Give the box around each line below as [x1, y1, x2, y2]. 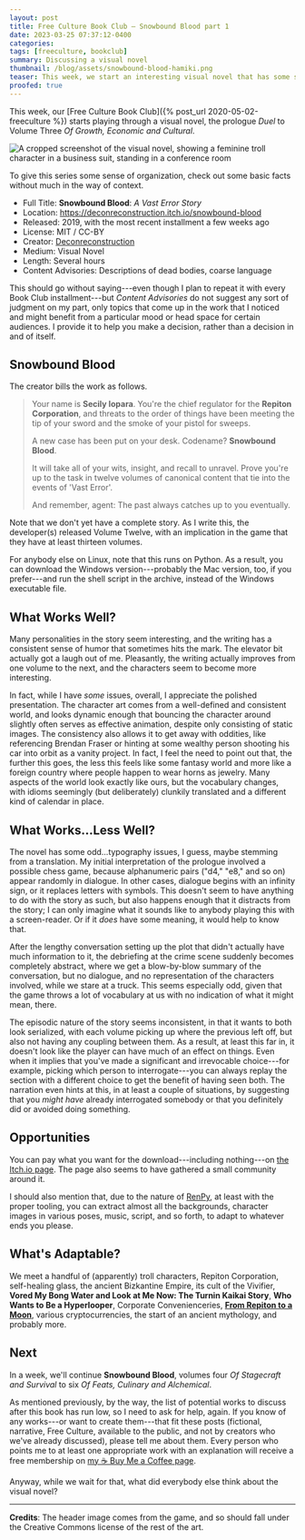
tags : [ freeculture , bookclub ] [9, 47, 128, 56]
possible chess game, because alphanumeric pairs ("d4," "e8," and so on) [9, 866, 286, 877]
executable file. [9, 583, 67, 594]
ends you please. [9, 1219, 74, 1231]
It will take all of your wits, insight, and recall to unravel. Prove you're [31, 462, 289, 473]
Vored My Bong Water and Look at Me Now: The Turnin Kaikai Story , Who [9, 1289, 292, 1300]
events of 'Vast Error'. [31, 482, 113, 493]
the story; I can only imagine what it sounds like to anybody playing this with [9, 905, 295, 916]
